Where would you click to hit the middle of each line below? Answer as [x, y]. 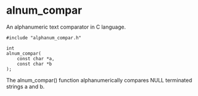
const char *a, [36, 58]
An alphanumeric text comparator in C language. [66, 27]
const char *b [34, 64]
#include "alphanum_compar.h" [44, 38]
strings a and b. [25, 86]
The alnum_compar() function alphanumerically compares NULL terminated [99, 80]
